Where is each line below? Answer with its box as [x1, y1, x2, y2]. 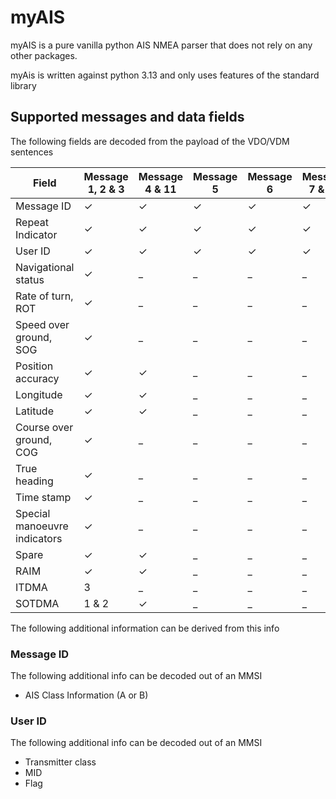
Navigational [15, 260, 75, 274]
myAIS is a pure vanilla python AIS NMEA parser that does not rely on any [10, 39, 313, 51]
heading [15, 474, 54, 488]
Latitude [15, 404, 54, 418]
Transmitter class [24, 756, 97, 768]
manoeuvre [15, 519, 69, 533]
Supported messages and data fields [10, 109, 245, 126]
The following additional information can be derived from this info [10, 622, 280, 634]
